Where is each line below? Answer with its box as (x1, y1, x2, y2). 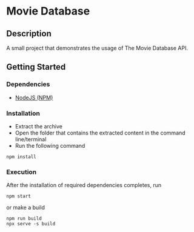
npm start (6, 193, 32, 199)
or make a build (6, 204, 45, 211)
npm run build (6, 216, 42, 222)
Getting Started (6, 62, 66, 72)
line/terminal (15, 135, 47, 143)
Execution (6, 168, 37, 176)
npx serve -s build (6, 221, 56, 227)
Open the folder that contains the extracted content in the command (15, 129, 186, 136)
